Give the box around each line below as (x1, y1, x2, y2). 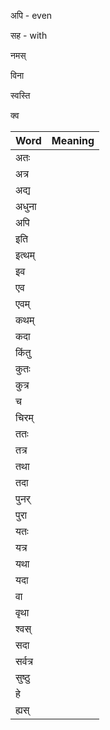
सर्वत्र (15, 655, 34, 668)
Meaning (51, 134, 95, 147)
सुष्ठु (15, 671, 31, 684)
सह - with (10, 30, 48, 41)
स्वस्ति (10, 90, 31, 101)
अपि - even (10, 10, 53, 21)
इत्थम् (15, 248, 35, 262)
